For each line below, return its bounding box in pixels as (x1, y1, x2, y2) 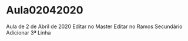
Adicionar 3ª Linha (6, 29, 51, 36)
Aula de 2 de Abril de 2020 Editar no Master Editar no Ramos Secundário (6, 23, 183, 30)
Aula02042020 (6, 4, 83, 17)
